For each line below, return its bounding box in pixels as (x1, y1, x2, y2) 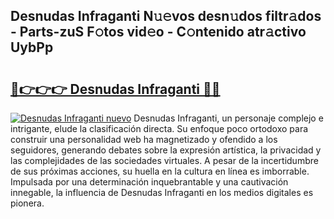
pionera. (10, 197, 45, 209)
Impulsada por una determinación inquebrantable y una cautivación (10, 176, 289, 188)
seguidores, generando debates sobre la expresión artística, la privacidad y (10, 144, 322, 156)
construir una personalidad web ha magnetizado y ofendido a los (10, 134, 278, 145)
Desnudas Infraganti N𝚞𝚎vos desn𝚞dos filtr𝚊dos (10, 8, 322, 25)
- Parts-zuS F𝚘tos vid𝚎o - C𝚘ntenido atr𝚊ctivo (10, 24, 307, 41)
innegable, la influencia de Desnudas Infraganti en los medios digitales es (10, 187, 314, 198)
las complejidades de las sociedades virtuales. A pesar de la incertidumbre (10, 155, 319, 166)
